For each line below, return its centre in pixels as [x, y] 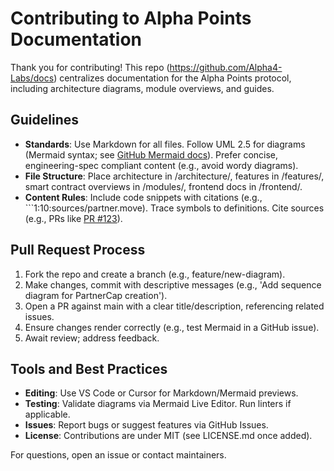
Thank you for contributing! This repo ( [90, 67]
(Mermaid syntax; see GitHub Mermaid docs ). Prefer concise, [151, 154]
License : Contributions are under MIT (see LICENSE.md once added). [168, 436]
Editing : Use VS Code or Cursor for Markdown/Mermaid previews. [161, 393]
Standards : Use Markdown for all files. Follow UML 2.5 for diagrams [165, 144]
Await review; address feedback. [92, 338]
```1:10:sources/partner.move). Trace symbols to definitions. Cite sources [174, 208]
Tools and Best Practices [89, 368]
